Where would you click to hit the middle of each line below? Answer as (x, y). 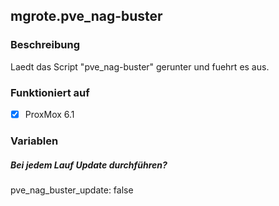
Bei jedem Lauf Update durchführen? (89, 165)
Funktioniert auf (50, 92)
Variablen (34, 141)
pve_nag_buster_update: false (72, 190)
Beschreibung (45, 45)
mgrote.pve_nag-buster (86, 16)
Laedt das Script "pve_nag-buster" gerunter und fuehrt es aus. (140, 66)
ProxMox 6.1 (49, 114)
